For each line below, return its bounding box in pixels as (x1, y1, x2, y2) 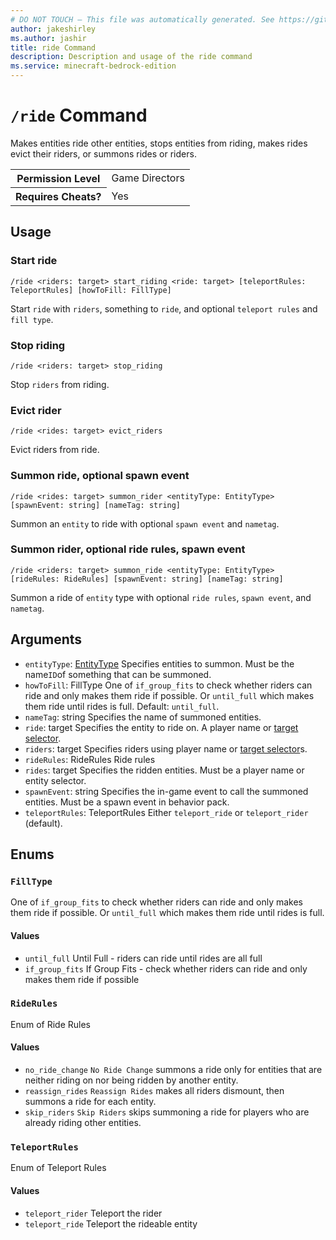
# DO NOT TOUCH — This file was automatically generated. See (10, 14, 275, 25)
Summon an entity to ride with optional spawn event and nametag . (10, 517, 280, 530)
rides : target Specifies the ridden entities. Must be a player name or (24, 764, 305, 776)
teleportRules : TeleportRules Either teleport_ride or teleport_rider (24, 806, 309, 818)
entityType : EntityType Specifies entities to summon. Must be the (24, 657, 295, 670)
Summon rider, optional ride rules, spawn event (10, 542, 246, 556)
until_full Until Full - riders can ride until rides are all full (24, 952, 263, 964)
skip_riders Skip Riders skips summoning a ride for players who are (24, 1106, 310, 1118)
